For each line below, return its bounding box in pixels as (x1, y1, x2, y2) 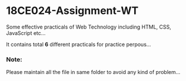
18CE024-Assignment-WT (6, 4, 139, 17)
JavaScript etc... (6, 29, 46, 36)
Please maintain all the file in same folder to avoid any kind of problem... (6, 69, 181, 76)
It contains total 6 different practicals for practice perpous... (6, 41, 151, 48)
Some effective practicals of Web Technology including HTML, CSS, (6, 23, 172, 30)
